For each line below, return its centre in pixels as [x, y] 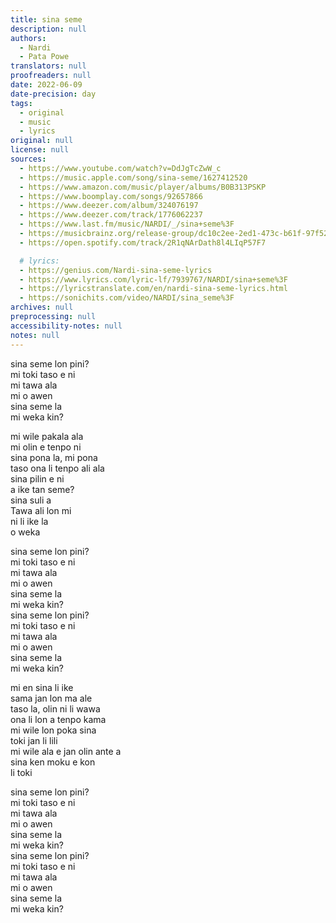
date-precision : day [53, 94]
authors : [28, 38]
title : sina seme [46, 19]
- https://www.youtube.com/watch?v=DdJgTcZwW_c [120, 168]
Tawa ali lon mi [41, 510]
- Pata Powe [44, 57]
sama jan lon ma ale [51, 698]
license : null [40, 150]
